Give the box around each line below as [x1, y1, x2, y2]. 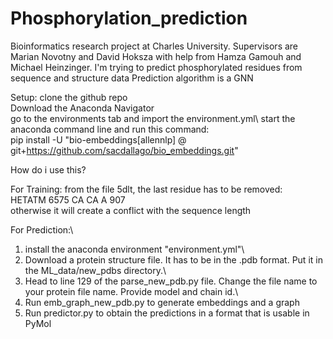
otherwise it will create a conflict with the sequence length [10, 204, 252, 216]
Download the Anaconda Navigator [10, 102, 155, 114]
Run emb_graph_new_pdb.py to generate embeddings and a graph [24, 296, 300, 308]
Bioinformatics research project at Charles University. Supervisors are [10, 40, 299, 52]
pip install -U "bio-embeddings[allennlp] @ [10, 133, 187, 146]
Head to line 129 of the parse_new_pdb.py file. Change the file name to [24, 275, 318, 287]
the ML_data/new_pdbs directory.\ [24, 264, 167, 276]
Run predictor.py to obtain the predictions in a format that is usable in [24, 307, 310, 319]
